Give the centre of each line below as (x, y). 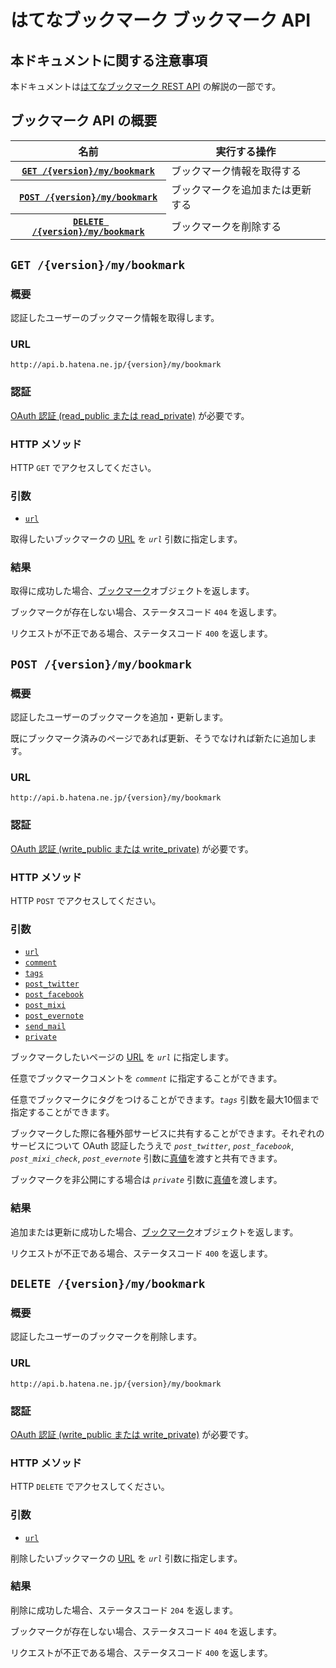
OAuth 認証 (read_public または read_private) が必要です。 (130, 415)
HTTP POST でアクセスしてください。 (86, 901)
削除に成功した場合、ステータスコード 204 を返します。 (124, 1610)
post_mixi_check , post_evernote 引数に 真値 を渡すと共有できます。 (146, 1158)
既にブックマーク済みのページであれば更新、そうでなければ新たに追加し (159, 738)
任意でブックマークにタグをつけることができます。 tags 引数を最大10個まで (165, 1100)
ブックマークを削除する (226, 227)
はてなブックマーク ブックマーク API (161, 20)
